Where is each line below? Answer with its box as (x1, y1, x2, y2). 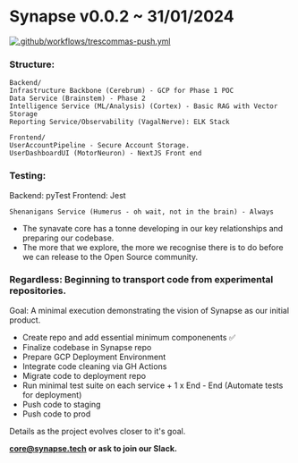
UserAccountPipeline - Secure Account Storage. (9, 141, 191, 150)
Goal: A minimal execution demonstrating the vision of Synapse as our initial (9, 305, 289, 316)
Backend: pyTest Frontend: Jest (9, 189, 127, 200)
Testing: (9, 170, 47, 182)
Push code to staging (21, 399, 101, 409)
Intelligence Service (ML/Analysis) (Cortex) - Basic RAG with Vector (9, 102, 278, 111)
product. (9, 315, 41, 325)
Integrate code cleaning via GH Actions (21, 360, 167, 372)
